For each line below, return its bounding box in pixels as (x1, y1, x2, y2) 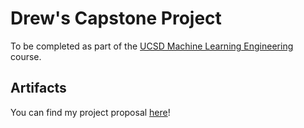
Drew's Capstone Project (10, 7, 222, 30)
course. (10, 50, 42, 62)
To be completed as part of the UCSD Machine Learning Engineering (10, 40, 294, 52)
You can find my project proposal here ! (10, 106, 171, 118)
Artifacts (10, 80, 67, 97)
